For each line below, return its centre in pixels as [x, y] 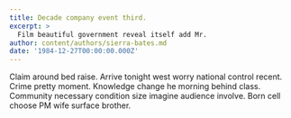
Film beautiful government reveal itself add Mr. [112, 34]
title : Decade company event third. [78, 18]
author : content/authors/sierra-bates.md [88, 43]
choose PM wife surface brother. [70, 105]
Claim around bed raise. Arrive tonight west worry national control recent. [146, 77]
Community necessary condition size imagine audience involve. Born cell [145, 96]
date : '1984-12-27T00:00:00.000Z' [74, 51]
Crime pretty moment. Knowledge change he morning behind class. [135, 86]
